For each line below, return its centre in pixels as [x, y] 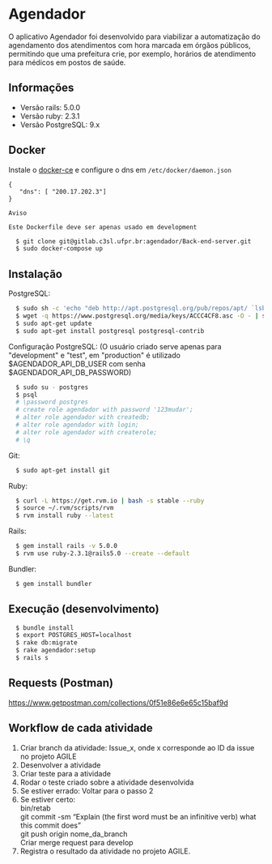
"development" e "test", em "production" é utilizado [94, 355]
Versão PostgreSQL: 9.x [60, 124]
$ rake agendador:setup [55, 650]
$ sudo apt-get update [54, 323]
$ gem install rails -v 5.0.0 [66, 546]
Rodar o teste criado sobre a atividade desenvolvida [107, 782]
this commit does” [50, 825]
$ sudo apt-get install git [63, 470]
